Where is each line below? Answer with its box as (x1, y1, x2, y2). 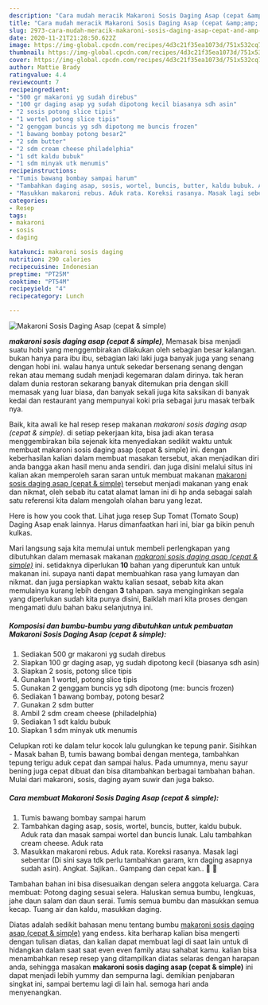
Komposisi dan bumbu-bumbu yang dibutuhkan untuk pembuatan (9, 621, 234, 630)
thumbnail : (9, 49, 45, 56)
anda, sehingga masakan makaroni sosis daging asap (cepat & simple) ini (9, 962, 254, 972)
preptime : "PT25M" (9, 270, 70, 279)
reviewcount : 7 (9, 78, 60, 86)
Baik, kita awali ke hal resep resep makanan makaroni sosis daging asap (9, 419, 247, 429)
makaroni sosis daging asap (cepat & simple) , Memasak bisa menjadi (9, 337, 242, 346)
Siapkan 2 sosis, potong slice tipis (20, 666, 132, 676)
